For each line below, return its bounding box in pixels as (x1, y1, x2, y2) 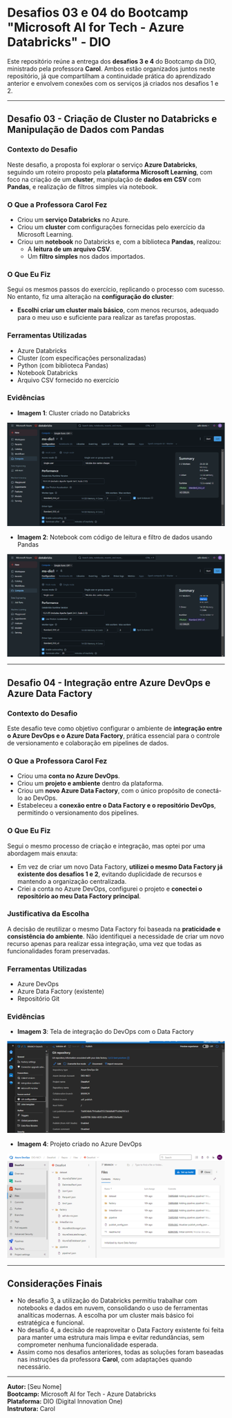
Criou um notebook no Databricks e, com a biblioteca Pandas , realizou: (17, 237, 222, 246)
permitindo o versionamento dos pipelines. (17, 808, 139, 817)
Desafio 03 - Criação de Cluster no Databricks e (7, 113, 217, 125)
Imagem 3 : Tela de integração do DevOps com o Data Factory (17, 1028, 194, 1036)
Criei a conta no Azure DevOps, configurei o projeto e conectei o (17, 884, 202, 893)
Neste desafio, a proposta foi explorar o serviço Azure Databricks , (7, 161, 198, 169)
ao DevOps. (23, 794, 58, 802)
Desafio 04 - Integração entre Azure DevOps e (7, 677, 211, 689)
